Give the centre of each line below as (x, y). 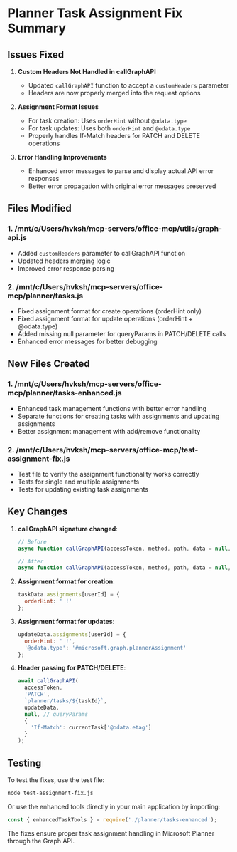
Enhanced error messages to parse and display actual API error (121, 171)
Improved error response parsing (66, 268)
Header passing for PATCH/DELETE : (72, 668)
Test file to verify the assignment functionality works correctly (109, 474)
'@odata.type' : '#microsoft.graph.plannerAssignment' (105, 648)
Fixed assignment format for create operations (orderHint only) (110, 311)
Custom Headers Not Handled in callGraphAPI (87, 72)
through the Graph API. (41, 841)
